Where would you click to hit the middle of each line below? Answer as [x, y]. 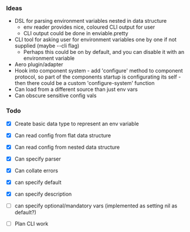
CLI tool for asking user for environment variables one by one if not [96, 40]
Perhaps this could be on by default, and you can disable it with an [104, 52]
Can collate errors [36, 170]
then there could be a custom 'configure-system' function [84, 83]
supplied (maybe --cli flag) [47, 46]
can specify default [38, 182]
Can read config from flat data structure [63, 135]
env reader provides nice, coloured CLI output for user [89, 27]
